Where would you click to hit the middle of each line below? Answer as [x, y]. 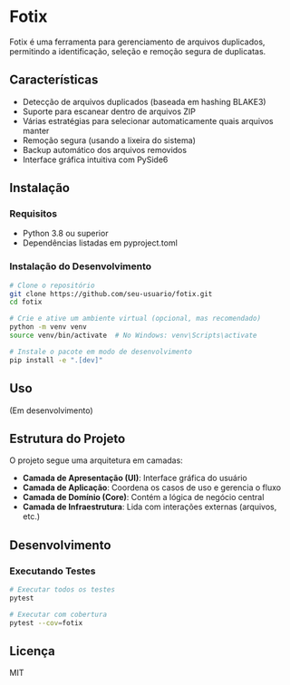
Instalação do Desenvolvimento [81, 266]
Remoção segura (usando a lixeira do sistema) [109, 140]
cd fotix [26, 302]
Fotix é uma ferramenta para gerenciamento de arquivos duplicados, [137, 42]
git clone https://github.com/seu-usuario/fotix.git [111, 294]
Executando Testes [53, 571]
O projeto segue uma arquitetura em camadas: [96, 460]
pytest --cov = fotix [46, 622]
